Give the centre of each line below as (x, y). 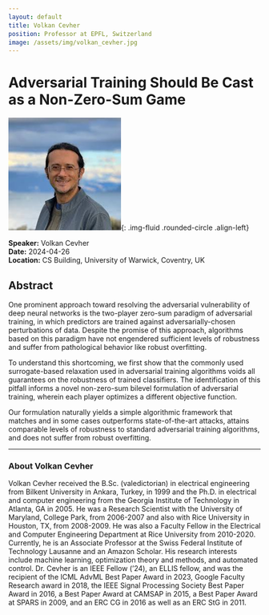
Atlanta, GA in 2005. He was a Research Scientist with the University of (125, 509)
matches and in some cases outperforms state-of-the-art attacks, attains (129, 421)
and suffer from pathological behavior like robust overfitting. (108, 347)
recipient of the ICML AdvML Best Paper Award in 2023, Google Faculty (127, 577)
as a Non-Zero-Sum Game (97, 100)
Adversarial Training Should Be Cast (131, 83)
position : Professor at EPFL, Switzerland (80, 34)
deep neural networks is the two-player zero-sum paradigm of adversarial (130, 313)
